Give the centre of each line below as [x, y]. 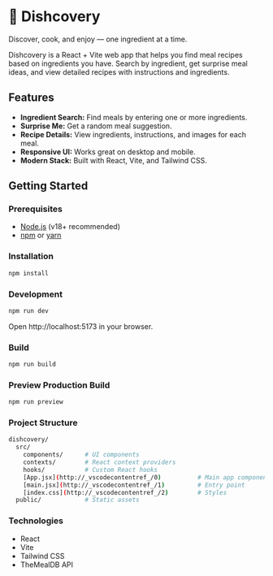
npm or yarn [41, 236]
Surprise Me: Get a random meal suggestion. [96, 126]
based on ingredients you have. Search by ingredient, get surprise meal [128, 63]
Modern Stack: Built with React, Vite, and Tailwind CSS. [113, 160]
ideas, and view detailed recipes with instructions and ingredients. [119, 71]
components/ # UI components [81, 455]
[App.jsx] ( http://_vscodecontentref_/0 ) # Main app [128, 477]
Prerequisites [35, 209]
